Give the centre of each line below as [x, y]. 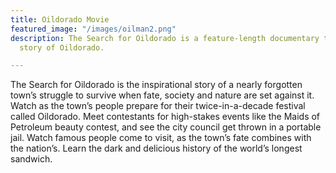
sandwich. [31, 159]
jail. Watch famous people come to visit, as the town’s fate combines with [161, 138]
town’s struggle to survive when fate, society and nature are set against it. [162, 95]
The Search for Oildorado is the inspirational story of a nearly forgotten [156, 85]
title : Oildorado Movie [60, 19]
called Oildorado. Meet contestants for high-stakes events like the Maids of [165, 117]
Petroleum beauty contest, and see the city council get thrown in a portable [166, 127]
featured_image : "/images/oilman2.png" [93, 29]
